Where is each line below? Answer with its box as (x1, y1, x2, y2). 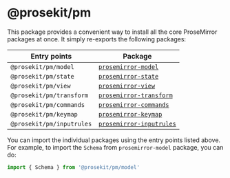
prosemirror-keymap (98, 110, 163, 118)
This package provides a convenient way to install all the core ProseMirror (7, 28, 218, 36)
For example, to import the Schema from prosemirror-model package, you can (7, 143, 224, 151)
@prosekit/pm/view (10, 81, 71, 90)
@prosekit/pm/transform (10, 91, 89, 99)
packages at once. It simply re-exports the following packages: (7, 34, 187, 43)
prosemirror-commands (98, 101, 169, 108)
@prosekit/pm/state (10, 72, 74, 80)
